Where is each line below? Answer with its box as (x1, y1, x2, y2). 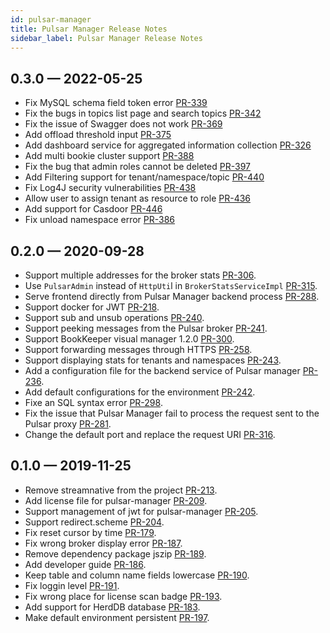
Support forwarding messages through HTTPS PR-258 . (24, 344, 253, 355)
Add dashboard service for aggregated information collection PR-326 (24, 139, 312, 151)
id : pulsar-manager (10, 14, 92, 25)
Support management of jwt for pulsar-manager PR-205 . (24, 505, 259, 517)
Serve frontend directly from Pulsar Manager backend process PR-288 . (24, 291, 320, 302)
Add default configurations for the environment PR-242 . (24, 386, 256, 398)
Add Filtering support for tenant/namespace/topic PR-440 (24, 171, 265, 183)
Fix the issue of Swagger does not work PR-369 (24, 118, 223, 130)
